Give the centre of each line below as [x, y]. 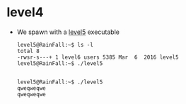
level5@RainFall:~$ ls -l [55, 45]
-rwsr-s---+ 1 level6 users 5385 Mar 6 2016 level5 [98, 57]
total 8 [28, 51]
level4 [25, 12]
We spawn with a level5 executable [68, 32]
